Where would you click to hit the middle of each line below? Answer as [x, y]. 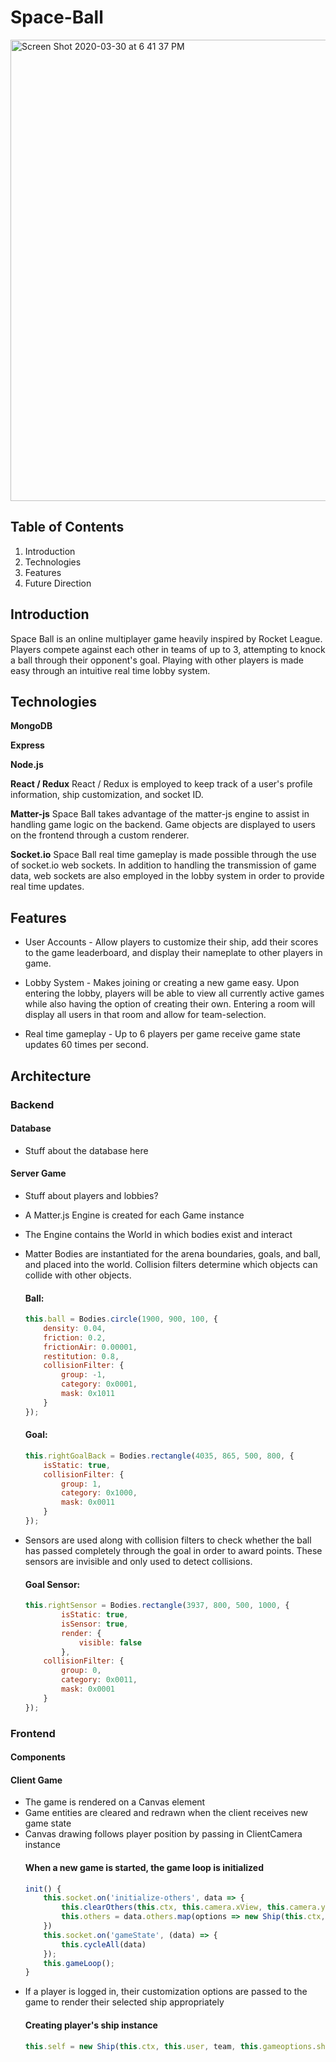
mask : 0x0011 [88, 1502]
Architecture [51, 1076]
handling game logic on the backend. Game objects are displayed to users [163, 825]
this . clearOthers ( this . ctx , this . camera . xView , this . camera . [191, 1907]
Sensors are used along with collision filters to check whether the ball [168, 1540]
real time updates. [47, 887]
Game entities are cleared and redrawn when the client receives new [166, 1813]
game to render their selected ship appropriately [124, 2002]
